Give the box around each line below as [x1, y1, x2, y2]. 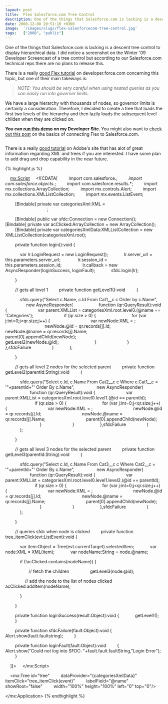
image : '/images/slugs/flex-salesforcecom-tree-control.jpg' [5, 26, 137, 31]
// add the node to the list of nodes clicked [24, 578, 112, 584]
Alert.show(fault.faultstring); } [5, 633, 76, 639]
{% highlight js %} [5, 166, 42, 171]
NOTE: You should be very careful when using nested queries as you [17, 85, 160, 91]
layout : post [5, 7, 32, 13]
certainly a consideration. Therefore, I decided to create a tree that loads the [5, 106, 163, 111]
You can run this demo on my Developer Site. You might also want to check [5, 126, 162, 132]
